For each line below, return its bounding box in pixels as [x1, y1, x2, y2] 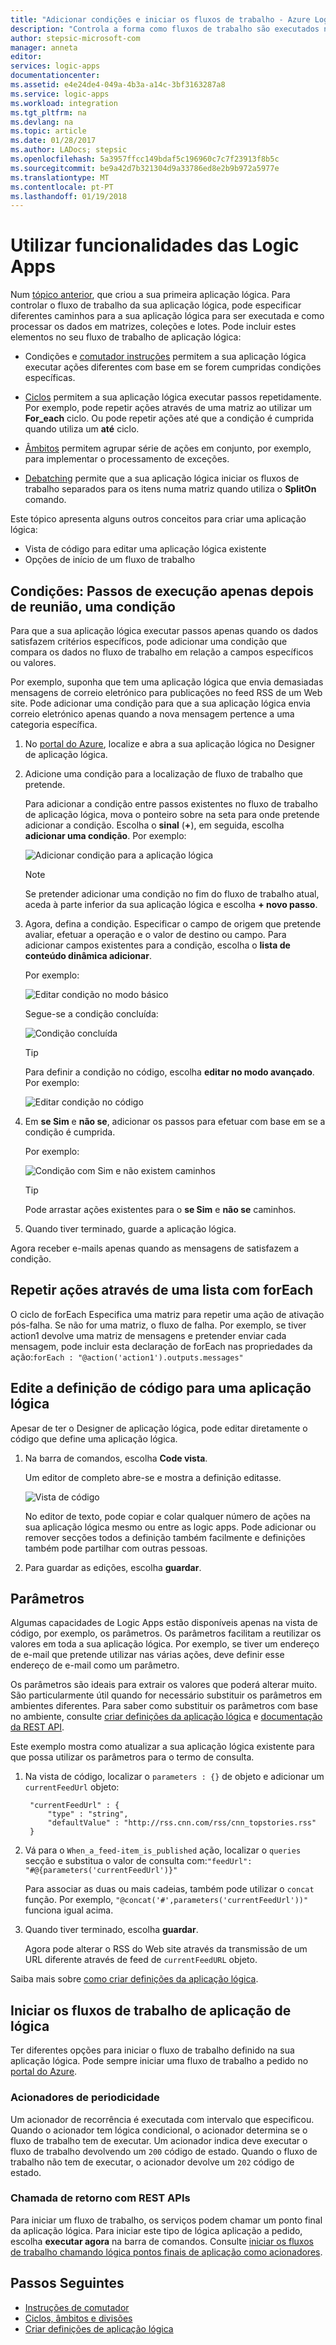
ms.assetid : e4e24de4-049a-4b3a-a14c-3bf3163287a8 [10, 80, 226, 90]
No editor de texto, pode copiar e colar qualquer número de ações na [24, 1510, 311, 1522]
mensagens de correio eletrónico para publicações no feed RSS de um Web [10, 687, 323, 698]
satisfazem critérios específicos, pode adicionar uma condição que [10, 636, 288, 647]
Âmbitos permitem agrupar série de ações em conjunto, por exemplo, [24, 442, 312, 455]
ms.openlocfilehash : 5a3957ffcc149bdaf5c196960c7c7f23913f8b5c [10, 154, 280, 164]
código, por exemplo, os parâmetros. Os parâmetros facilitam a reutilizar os [10, 1627, 322, 1640]
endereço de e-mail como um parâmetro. [10, 1659, 180, 1671]
